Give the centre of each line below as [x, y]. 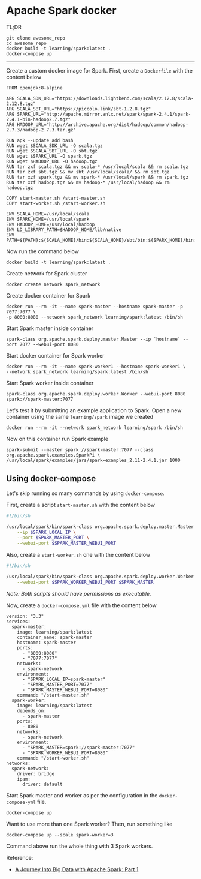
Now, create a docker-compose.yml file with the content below [81, 605]
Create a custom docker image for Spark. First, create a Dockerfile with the [100, 70]
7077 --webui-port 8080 [49, 344]
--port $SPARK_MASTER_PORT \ [53, 538]
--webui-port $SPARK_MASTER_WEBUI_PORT [67, 544]
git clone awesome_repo [36, 38]
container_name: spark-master [55, 637]
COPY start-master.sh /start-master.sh [56, 198]
